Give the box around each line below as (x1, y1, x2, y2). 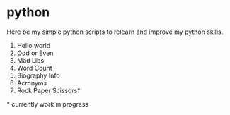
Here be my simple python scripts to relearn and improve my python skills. (6, 28, 224, 36)
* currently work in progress (6, 99, 89, 108)
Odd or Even (16, 49, 54, 57)
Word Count (16, 63, 52, 72)
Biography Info (16, 71, 61, 80)
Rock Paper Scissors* (16, 86, 81, 95)
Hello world (16, 41, 51, 49)
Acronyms (16, 78, 47, 87)
